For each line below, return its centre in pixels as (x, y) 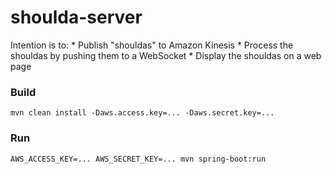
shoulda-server (76, 17)
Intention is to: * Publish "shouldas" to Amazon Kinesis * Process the (152, 45)
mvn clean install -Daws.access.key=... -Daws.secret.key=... (142, 113)
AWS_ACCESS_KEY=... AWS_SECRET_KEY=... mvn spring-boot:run (138, 159)
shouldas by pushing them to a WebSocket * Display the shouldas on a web (166, 55)
